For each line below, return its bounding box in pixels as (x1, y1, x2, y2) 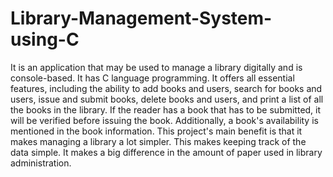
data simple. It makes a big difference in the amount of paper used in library (10, 146, 323, 158)
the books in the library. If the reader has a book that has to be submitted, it (10, 103, 322, 116)
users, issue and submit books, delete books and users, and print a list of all (10, 93, 324, 105)
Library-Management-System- (10, 7, 273, 30)
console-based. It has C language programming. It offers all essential (10, 72, 295, 84)
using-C (10, 28, 80, 51)
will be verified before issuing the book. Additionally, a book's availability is (10, 114, 319, 126)
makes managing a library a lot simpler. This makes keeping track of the (10, 135, 307, 147)
